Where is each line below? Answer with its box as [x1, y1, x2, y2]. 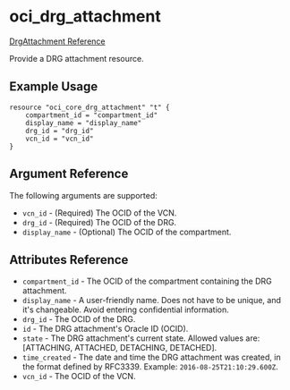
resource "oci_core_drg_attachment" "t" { [9, 103, 170, 112]
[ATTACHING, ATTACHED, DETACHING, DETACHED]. [21, 343, 217, 353]
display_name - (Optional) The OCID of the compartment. [21, 226, 232, 237]
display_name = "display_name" [25, 118, 142, 127]
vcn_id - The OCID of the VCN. [21, 371, 136, 382]
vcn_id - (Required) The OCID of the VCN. [21, 208, 177, 218]
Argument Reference [9, 166, 129, 182]
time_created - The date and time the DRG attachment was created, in [21, 352, 281, 363]
